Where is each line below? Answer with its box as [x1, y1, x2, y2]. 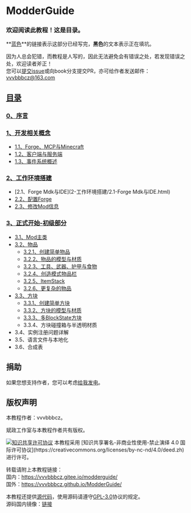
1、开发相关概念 [6, 129, 51, 137]
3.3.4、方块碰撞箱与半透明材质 [23, 321, 98, 329]
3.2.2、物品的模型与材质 [23, 255, 82, 262]
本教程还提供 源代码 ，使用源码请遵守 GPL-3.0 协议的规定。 [6, 493, 144, 500]
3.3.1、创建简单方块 [23, 299, 70, 306]
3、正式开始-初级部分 [6, 219, 67, 227]
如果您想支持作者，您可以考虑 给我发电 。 [6, 379, 103, 386]
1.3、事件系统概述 [14, 158, 57, 165]
